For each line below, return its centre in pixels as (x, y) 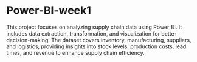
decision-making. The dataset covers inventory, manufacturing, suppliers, (99, 40)
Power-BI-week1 (49, 11)
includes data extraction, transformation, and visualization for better (92, 33)
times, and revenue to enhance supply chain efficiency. (75, 52)
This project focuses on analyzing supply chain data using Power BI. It (94, 27)
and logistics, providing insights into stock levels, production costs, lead (96, 46)
